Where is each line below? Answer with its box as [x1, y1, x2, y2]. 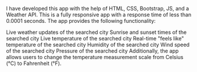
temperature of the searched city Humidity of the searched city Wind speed [6, 41, 190, 48]
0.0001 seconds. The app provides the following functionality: [6, 18, 156, 24]
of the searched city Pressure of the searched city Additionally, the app [6, 47, 179, 54]
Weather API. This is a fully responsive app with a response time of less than [6, 11, 192, 18]
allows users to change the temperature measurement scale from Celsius [6, 54, 183, 60]
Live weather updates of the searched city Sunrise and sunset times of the [6, 29, 187, 36]
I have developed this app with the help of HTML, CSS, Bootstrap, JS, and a [6, 5, 189, 12]
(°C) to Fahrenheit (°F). [6, 60, 62, 67]
